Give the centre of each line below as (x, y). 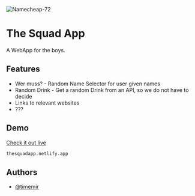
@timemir (27, 187)
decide (23, 96)
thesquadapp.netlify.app (37, 153)
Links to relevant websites (47, 103)
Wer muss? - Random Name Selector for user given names (88, 84)
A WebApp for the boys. (36, 50)
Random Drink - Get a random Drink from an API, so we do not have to (102, 90)
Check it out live (26, 142)
